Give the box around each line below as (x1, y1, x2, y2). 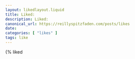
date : (5, 26, 17, 31)
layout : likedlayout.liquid (5, 7, 65, 12)
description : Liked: (5, 16, 49, 21)
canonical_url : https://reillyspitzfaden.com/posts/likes (5, 21, 130, 26)
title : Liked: (5, 12, 35, 17)
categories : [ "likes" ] (5, 30, 58, 35)
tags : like (5, 35, 28, 40)
